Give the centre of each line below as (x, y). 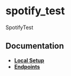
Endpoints (27, 66)
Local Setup (29, 60)
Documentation (35, 46)
